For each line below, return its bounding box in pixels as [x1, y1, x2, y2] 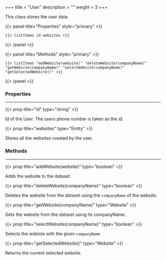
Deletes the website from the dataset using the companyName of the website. [5, 192, 158, 198]
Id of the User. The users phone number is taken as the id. [5, 116, 124, 122]
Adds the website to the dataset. [5, 173, 72, 179]
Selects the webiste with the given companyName [5, 230, 100, 237]
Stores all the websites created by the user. [5, 135, 93, 141]
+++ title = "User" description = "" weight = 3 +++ [5, 4, 108, 10]
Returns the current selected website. [5, 250, 82, 256]
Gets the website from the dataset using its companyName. [5, 211, 126, 217]
